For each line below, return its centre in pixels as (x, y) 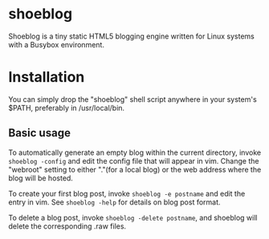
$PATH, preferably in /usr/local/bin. (67, 107)
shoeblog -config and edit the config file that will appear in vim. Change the (134, 160)
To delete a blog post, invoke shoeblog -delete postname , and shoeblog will (133, 217)
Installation (47, 77)
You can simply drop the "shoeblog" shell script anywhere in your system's (132, 99)
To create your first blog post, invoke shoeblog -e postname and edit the (127, 193)
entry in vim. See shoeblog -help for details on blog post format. (114, 202)
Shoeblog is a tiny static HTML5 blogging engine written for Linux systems (131, 36)
